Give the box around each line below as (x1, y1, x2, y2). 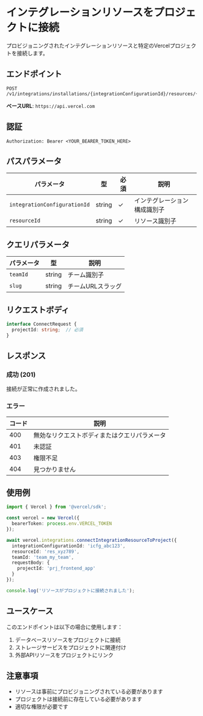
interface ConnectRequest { (6, 321, 77, 327)
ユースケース (6, 606, 53, 616)
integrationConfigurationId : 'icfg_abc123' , (11, 542, 126, 549)
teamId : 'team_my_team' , (11, 554, 74, 560)
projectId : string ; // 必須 (11, 326, 83, 333)
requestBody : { (11, 559, 50, 566)
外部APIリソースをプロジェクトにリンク (14, 651, 114, 658)
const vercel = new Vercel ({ (6, 515, 80, 521)
